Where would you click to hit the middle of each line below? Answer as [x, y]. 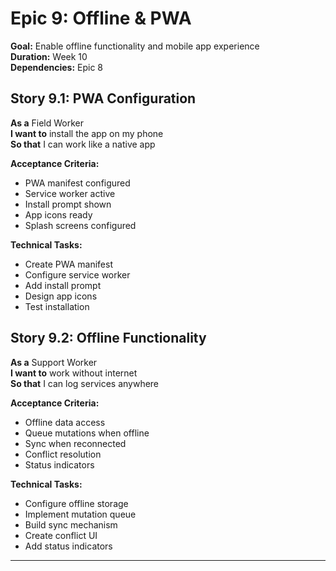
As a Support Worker [54, 362]
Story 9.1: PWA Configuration [103, 98]
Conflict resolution [63, 454]
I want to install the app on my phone [87, 133]
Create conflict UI [61, 535]
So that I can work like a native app [83, 144]
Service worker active [70, 193]
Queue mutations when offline [87, 433]
